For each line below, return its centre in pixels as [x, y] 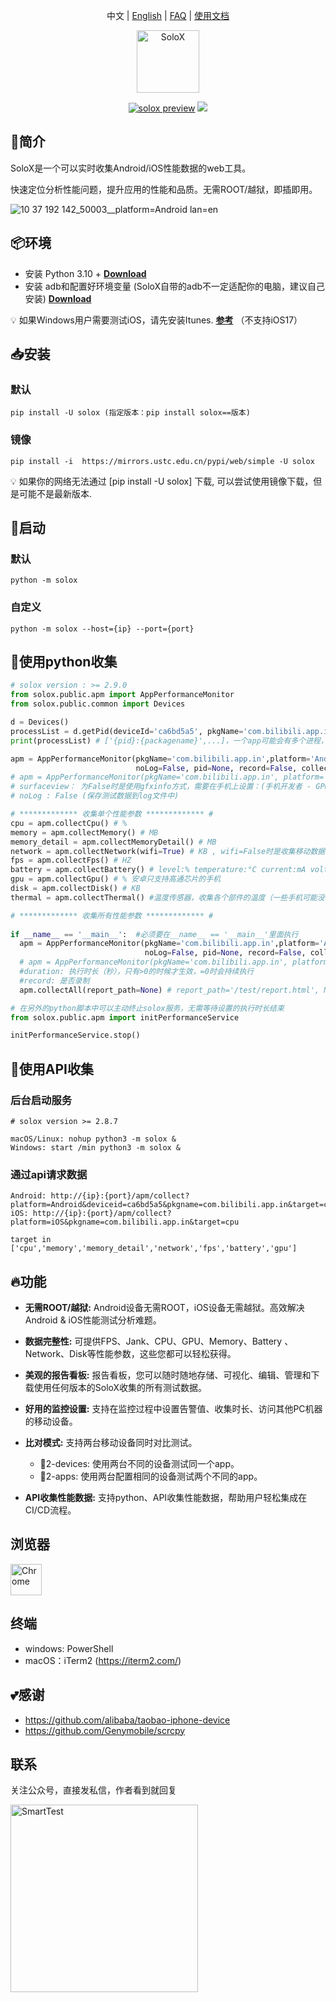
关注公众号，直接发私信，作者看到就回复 [93, 1790]
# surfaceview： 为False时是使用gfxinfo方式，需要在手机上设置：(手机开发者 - [161, 787]
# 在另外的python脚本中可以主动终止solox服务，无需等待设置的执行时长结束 [147, 1008]
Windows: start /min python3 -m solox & [96, 1147]
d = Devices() [40, 722]
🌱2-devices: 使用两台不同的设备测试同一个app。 [139, 1464]
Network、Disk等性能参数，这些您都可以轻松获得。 [130, 1354]
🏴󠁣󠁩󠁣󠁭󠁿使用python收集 [64, 661]
